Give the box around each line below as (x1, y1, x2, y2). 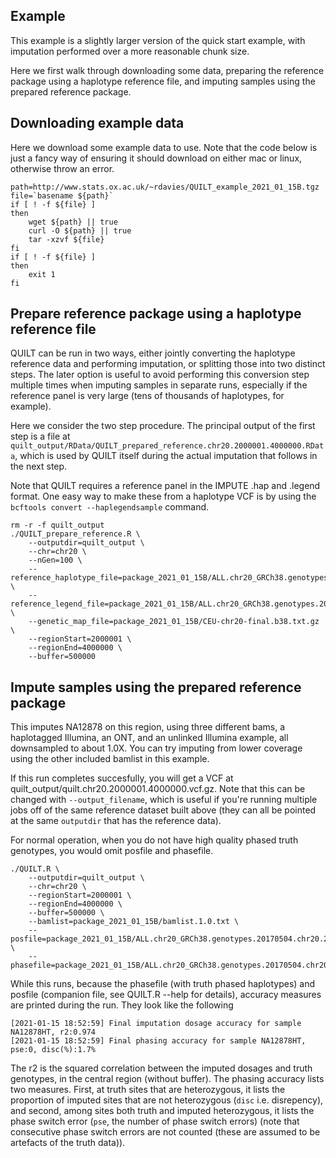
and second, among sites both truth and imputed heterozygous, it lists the (10, 1105, 315, 1117)
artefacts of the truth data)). (10, 1137, 126, 1149)
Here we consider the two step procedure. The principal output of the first (10, 420, 316, 432)
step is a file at (10, 430, 71, 443)
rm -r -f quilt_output (10, 520, 105, 531)
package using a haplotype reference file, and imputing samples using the (10, 75, 316, 87)
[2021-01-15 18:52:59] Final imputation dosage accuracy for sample (10, 1019, 302, 1029)
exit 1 (28, 269, 56, 279)
